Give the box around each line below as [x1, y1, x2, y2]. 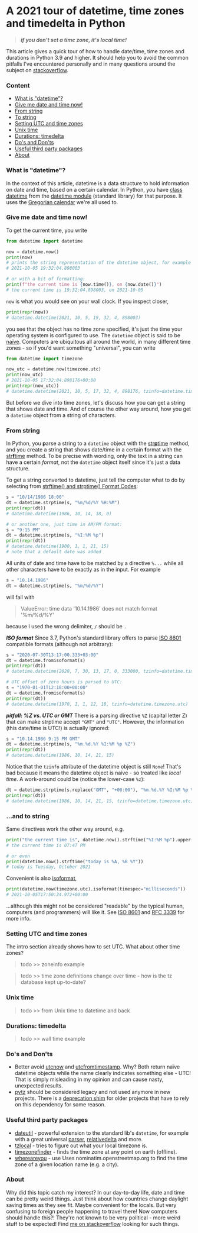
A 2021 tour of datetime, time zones [6, 4, 184, 18]
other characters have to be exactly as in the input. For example [6, 566, 161, 573]
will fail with [6, 593, 35, 601]
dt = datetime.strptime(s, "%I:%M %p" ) [6, 532, 104, 538]
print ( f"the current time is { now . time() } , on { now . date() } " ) [6, 282, 162, 288]
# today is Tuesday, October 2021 [6, 864, 91, 870]
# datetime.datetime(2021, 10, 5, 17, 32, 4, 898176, [6, 388, 141, 394]
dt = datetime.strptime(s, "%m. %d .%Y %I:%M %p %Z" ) [6, 741, 136, 747]
